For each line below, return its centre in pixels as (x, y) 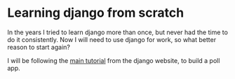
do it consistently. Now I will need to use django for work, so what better (112, 39)
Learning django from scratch (96, 13)
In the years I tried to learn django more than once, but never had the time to (117, 32)
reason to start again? (39, 47)
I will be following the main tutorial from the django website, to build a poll (114, 60)
